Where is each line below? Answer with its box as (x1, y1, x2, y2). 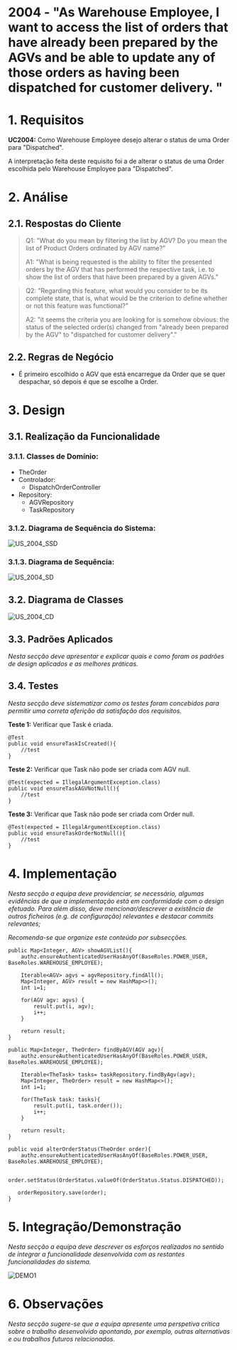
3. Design (8, 402, 65, 419)
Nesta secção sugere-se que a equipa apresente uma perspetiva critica (8, 1319, 220, 1328)
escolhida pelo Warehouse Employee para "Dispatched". (8, 165, 173, 173)
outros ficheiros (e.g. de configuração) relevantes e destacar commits (8, 911, 214, 920)
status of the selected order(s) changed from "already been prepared (25, 323, 229, 331)
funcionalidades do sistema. (8, 1257, 92, 1266)
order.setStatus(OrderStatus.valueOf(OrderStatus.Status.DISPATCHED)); (8, 1176, 224, 1184)
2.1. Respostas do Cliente (8, 217, 121, 229)
